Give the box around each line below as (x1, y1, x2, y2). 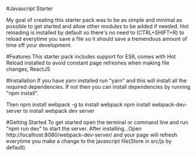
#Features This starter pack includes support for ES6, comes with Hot (6, 53, 176, 60)
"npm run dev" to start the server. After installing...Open (6, 125, 142, 132)
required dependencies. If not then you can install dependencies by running (6, 83, 191, 90)
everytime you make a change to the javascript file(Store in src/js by (6, 138, 172, 144)
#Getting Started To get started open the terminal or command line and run (6, 119, 189, 126)
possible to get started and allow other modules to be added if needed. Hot (6, 23, 189, 30)
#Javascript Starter (6, 5, 53, 12)
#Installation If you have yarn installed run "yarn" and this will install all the (6, 77, 187, 84)
